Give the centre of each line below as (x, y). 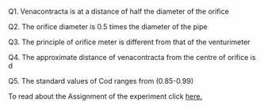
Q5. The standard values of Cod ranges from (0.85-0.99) (101, 81)
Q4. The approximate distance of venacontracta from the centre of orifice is (132, 57)
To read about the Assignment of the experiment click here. (105, 96)
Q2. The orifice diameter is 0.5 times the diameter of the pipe (108, 26)
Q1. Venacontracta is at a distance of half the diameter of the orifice (119, 11)
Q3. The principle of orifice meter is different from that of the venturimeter (129, 42)
